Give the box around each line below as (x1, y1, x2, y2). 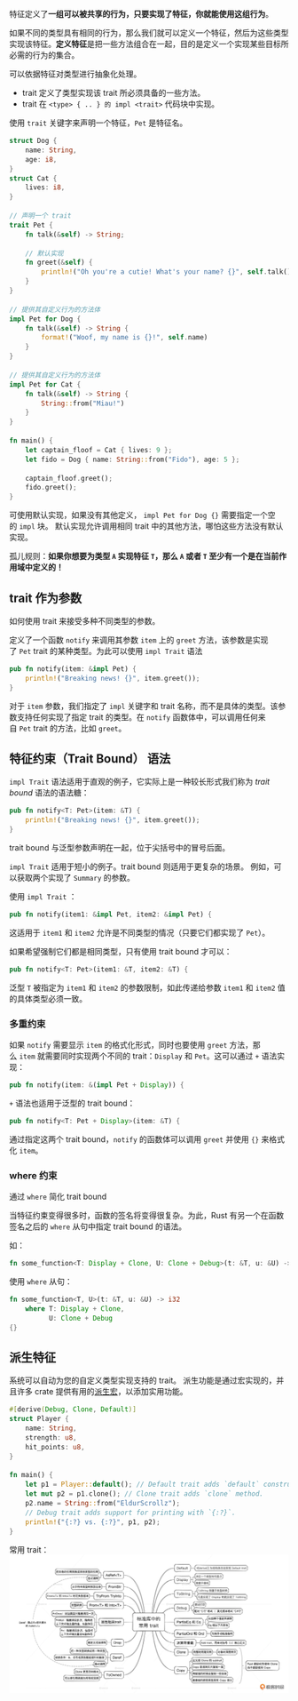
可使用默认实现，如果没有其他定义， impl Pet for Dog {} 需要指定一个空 (9, 510, 276, 521)
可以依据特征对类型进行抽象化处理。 (9, 68, 142, 79)
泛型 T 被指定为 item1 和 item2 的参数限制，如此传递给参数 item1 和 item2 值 (9, 982, 286, 993)
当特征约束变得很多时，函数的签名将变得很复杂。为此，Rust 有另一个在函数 (9, 1210, 285, 1221)
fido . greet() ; (25, 483, 77, 492)
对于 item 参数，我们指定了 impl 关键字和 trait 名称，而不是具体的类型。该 (9, 700, 278, 711)
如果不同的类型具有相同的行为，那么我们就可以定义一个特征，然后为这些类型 (9, 28, 289, 38)
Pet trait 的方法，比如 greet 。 (19, 723, 127, 733)
